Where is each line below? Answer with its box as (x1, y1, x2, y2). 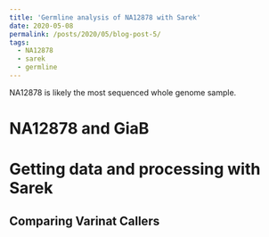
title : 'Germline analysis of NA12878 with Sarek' (9, 12, 201, 22)
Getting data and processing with (9, 159, 261, 179)
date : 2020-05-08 (9, 21, 74, 30)
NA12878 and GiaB (9, 118, 150, 139)
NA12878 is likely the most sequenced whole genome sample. (9, 86, 237, 98)
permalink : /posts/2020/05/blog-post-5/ (9, 29, 162, 38)
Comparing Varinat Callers (9, 213, 160, 228)
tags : (9, 37, 29, 47)
